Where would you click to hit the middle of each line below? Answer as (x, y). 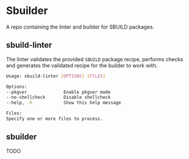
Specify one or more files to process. (55, 119)
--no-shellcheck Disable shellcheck (58, 97)
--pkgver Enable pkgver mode (58, 92)
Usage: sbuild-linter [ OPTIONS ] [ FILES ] (56, 76)
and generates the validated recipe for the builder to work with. (82, 65)
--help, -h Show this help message (64, 103)
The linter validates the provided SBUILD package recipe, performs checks (95, 59)
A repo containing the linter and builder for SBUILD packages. (80, 27)
